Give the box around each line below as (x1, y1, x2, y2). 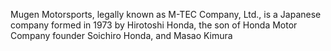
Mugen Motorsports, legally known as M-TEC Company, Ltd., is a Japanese (10, 9, 322, 20)
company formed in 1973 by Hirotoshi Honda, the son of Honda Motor (10, 19, 298, 31)
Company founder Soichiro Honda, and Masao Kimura (10, 30, 233, 41)
